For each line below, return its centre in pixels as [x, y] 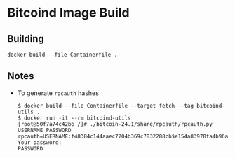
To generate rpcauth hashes [58, 93]
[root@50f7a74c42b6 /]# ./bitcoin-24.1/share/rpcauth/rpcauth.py [115, 124]
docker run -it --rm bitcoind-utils [78, 118]
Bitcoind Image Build [68, 13]
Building [26, 39]
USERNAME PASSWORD [44, 130]
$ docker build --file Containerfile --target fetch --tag [106, 106]
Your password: [40, 142]
